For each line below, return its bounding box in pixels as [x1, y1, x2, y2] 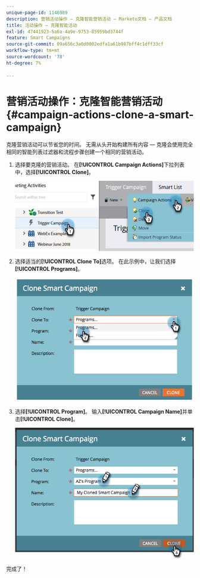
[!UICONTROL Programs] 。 [14, 265, 83, 273]
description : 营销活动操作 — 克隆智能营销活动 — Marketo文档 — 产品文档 [6, 16, 173, 22]
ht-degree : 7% [6, 60, 42, 66]
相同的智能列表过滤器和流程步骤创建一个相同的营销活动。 [6, 148, 147, 155]
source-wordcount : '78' [6, 54, 65, 60]
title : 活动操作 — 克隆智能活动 [6, 22, 77, 28]
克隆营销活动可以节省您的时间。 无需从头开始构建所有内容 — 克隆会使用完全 [6, 141, 193, 148]
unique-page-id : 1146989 [6, 10, 68, 16]
